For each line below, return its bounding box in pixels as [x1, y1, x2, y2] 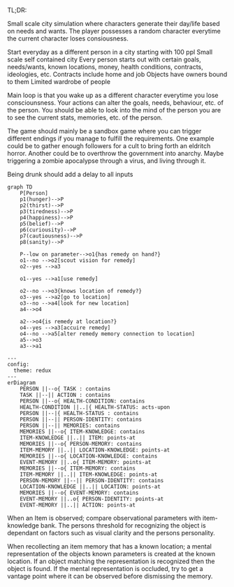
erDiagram [7, 379, 36, 386]
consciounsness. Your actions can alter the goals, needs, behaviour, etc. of [7, 99, 224, 107]
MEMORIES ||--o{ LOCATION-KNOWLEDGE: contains [20, 453, 158, 460]
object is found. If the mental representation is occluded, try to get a [7, 565, 204, 572]
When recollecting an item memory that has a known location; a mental [7, 542, 212, 551]
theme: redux [13, 367, 52, 374]
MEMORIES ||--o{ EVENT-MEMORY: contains [20, 489, 139, 496]
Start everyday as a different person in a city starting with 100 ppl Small [7, 48, 213, 56]
